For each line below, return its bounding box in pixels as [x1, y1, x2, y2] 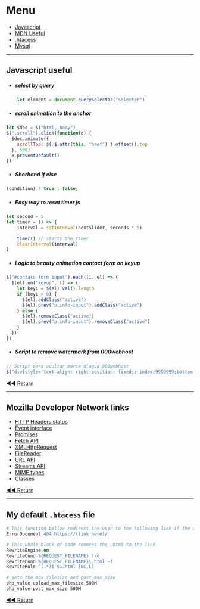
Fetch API [14, 437, 39, 445]
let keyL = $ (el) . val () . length [17, 285, 95, 292]
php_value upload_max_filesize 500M [6, 580, 97, 586]
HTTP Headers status [14, 418, 68, 425]
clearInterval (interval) [17, 241, 79, 247]
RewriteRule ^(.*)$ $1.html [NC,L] [6, 564, 95, 570]
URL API [14, 456, 36, 464]
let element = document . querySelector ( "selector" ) [17, 97, 145, 103]
